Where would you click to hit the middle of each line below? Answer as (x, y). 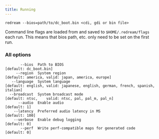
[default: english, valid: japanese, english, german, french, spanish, (80, 86)
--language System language (41, 81)
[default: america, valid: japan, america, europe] (58, 77)
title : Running (20, 9)
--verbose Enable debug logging (48, 120)
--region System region (41, 73)
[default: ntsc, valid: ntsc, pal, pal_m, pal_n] (59, 98)
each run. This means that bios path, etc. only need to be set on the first (77, 37)
